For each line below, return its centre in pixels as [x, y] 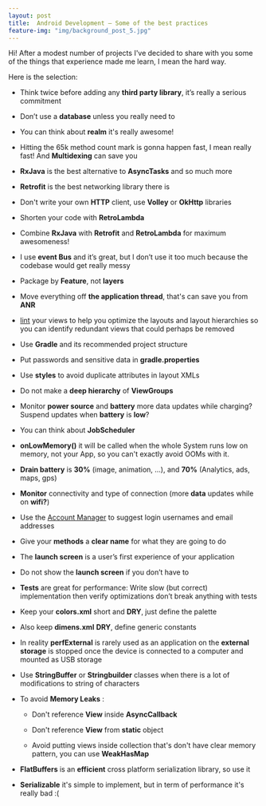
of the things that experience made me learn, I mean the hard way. [117, 61]
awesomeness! [45, 242]
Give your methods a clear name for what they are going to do [123, 541]
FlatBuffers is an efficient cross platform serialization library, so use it [135, 769]
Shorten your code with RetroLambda [82, 218]
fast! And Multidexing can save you [78, 156]
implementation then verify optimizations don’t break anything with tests [138, 596]
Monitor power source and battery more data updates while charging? [136, 406]
